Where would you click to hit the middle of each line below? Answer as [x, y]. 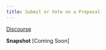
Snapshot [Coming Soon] [38, 40]
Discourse [19, 29]
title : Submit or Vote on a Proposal [53, 12]
